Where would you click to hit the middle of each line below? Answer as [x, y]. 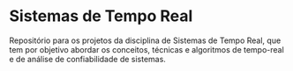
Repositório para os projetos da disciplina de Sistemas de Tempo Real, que [145, 40]
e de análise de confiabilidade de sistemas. [87, 59]
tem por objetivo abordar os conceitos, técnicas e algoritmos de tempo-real [146, 49]
